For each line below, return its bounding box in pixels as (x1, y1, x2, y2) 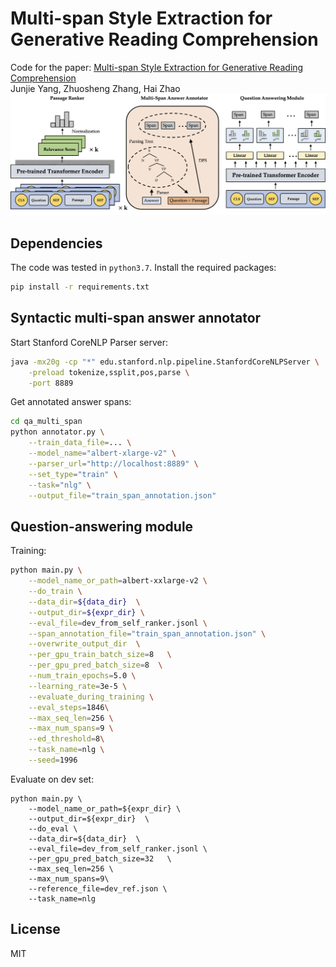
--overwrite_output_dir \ (28, 639, 141, 649)
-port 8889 (28, 378, 74, 388)
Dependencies (10, 235, 103, 252)
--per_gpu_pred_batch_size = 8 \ (28, 660, 163, 671)
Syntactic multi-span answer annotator (10, 310, 262, 327)
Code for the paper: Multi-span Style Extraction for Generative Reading (10, 61, 304, 73)
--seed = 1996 (28, 755, 78, 766)
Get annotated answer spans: (10, 396, 132, 408)
